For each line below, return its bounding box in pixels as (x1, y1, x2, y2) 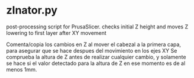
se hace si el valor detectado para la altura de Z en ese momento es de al (6, 60, 186, 67)
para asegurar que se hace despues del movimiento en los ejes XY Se (6, 47, 177, 54)
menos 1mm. (6, 66, 37, 73)
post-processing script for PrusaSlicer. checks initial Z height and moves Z (6, 23, 189, 30)
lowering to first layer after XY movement (6, 29, 107, 36)
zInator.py (6, 4, 58, 17)
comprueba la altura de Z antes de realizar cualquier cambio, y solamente (6, 53, 186, 60)
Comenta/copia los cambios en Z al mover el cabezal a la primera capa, (6, 41, 182, 48)
